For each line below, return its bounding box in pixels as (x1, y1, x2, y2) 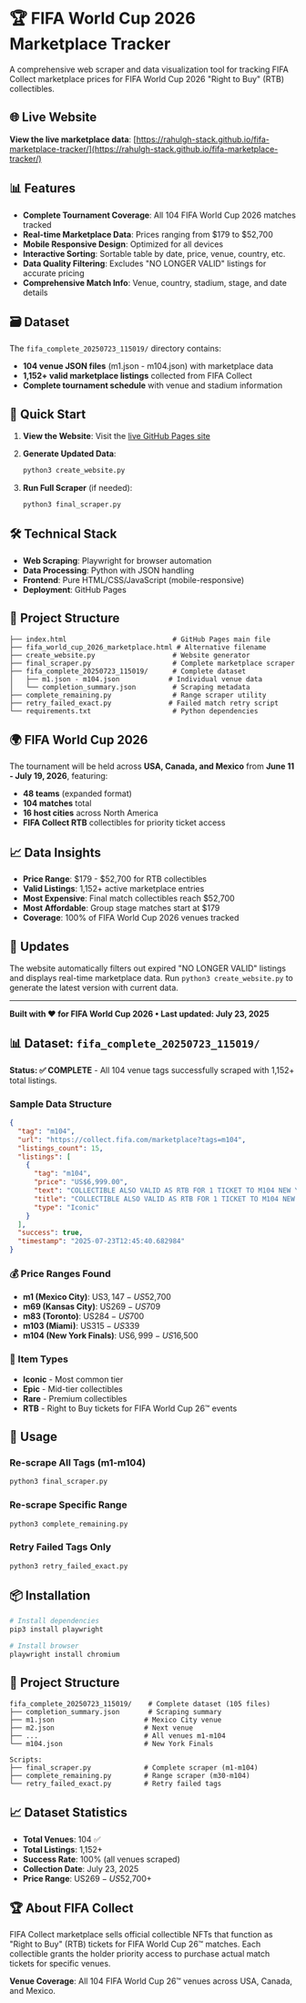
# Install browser (9, 1641, 79, 1650)
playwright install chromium (9, 1650, 120, 1660)
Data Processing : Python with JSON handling (22, 565, 195, 576)
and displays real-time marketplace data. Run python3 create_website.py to (9, 973, 293, 983)
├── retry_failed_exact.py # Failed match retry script (9, 699, 280, 708)
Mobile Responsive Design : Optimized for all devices (22, 239, 224, 250)
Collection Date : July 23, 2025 (22, 1863, 139, 1874)
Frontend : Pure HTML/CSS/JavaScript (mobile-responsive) (22, 574, 245, 585)
